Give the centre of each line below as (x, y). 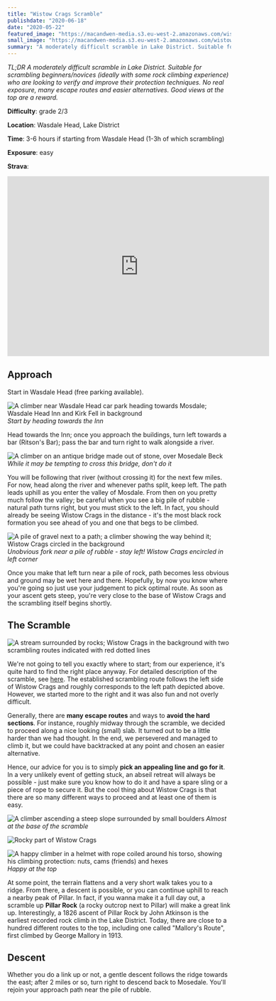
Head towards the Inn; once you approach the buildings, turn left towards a (117, 434)
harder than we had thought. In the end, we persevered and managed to (112, 738)
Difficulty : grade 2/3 (38, 111)
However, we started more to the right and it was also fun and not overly (113, 694)
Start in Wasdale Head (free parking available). (76, 392)
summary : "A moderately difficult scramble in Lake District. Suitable (115, 47)
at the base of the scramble (48, 826)
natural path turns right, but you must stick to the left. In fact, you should (113, 507)
